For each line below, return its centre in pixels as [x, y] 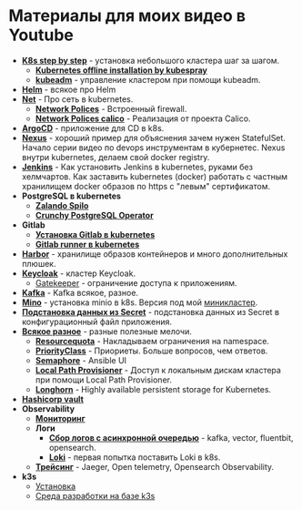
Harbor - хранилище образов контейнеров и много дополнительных [155, 254]
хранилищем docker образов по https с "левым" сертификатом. [146, 186]
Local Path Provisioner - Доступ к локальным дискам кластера [158, 370]
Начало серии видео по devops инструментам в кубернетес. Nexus [153, 148]
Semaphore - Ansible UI [81, 360]
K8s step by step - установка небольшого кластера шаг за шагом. [151, 60]
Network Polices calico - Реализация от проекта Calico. [143, 118]
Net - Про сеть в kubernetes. [77, 99]
